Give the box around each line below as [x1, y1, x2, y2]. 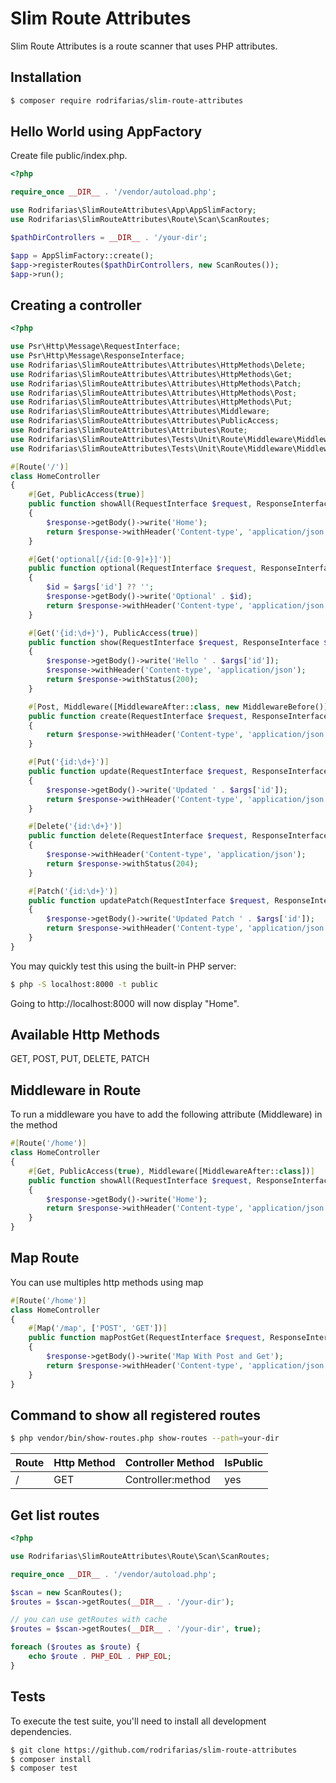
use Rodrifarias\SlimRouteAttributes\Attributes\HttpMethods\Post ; [10, 388, 298, 398]
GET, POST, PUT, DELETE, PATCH [10, 1053, 150, 1065]
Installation [10, 69, 82, 86]
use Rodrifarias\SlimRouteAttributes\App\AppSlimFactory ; [10, 205, 257, 216]
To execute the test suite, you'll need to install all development [10, 1715, 267, 1727]
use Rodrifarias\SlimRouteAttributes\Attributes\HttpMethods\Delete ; [10, 360, 307, 370]
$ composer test [10, 1763, 78, 1774]
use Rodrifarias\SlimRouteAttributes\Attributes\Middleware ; [10, 407, 271, 417]
